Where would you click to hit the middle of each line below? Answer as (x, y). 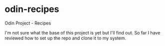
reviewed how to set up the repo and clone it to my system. (66, 38)
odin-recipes (32, 9)
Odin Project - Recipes (28, 23)
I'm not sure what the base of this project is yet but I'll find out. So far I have (82, 32)
